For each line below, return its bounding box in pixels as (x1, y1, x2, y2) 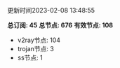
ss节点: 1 (17, 53, 44, 62)
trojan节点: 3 (17, 45, 54, 53)
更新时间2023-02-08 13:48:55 (7, 6, 95, 14)
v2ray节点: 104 (17, 36, 61, 44)
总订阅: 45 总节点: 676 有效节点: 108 (7, 21, 114, 29)
